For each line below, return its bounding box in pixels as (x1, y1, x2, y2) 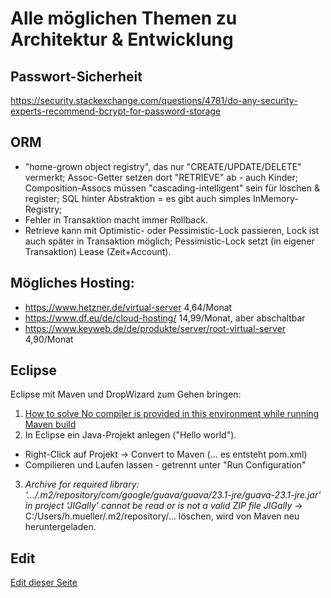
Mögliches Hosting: (10, 275, 135, 292)
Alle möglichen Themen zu (10, 7, 238, 30)
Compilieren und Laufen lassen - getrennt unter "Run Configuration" (24, 459, 307, 471)
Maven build (24, 418, 77, 431)
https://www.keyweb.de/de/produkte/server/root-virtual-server (24, 322, 287, 334)
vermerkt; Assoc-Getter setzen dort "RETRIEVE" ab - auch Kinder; (24, 171, 298, 183)
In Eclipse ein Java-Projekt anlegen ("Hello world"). (24, 429, 237, 441)
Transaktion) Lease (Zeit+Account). (24, 245, 172, 257)
